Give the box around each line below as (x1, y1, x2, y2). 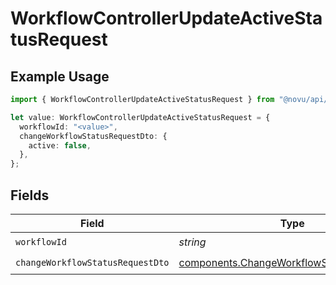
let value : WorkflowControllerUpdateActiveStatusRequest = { (10, 112, 271, 122)
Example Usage (10, 68, 110, 85)
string (178, 235, 207, 249)
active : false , (28, 140, 92, 151)
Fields (10, 187, 50, 204)
